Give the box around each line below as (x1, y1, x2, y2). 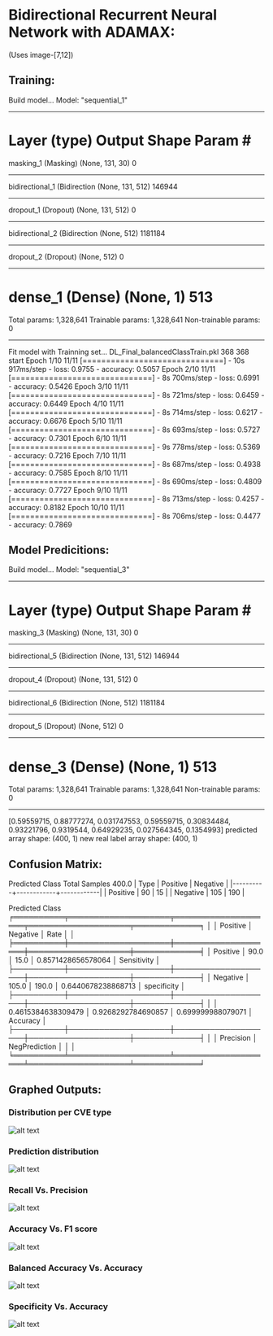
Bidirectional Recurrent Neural (8, 6, 218, 24)
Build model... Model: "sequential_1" (8, 95, 128, 105)
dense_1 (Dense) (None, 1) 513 (8, 287, 214, 306)
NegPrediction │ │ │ (8, 1041, 76, 1051)
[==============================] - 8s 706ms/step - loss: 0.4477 (8, 511, 262, 521)
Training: (8, 73, 55, 87)
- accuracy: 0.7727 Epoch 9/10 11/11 (8, 485, 128, 495)
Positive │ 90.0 (213, 946, 264, 957)
